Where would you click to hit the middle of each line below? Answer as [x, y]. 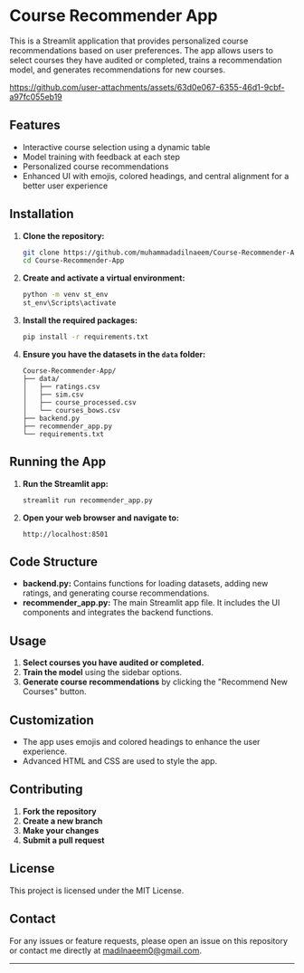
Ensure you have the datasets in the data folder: [114, 354]
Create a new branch [62, 821]
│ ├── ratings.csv [61, 386]
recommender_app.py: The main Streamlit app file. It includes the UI [151, 603]
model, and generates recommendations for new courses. [118, 70]
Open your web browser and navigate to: [100, 518]
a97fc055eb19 [36, 97]
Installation [42, 214]
